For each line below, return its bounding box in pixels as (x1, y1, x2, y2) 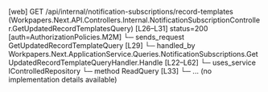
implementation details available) (8, 75, 118, 84)
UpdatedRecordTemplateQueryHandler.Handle (8, 58, 163, 67)
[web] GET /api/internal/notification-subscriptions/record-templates (8, 7, 233, 16)
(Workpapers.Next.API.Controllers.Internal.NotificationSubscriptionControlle (8, 15, 260, 25)
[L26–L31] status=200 (135, 24, 208, 33)
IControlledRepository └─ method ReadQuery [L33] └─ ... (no (8, 66, 212, 75)
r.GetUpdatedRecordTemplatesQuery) (8, 24, 134, 33)
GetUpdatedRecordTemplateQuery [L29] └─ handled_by (8, 41, 196, 50)
